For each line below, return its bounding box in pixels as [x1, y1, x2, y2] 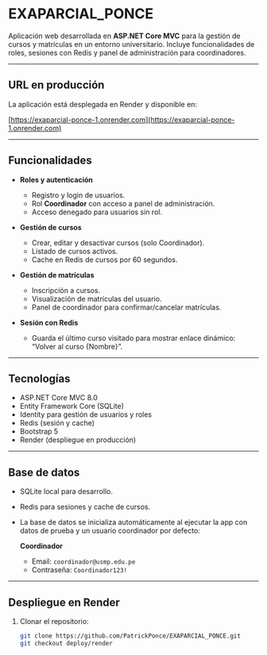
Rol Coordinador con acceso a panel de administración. [31, 198, 215, 208]
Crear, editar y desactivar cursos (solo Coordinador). [31, 237, 205, 247]
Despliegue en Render [8, 595, 121, 609]
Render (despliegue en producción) [19, 435, 137, 445]
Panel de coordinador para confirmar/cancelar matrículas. [31, 302, 222, 312]
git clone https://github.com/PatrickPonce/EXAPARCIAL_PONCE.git [19, 632, 241, 640]
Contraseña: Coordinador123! [31, 565, 128, 575]
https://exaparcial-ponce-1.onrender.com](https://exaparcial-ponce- [10, 114, 235, 124]
